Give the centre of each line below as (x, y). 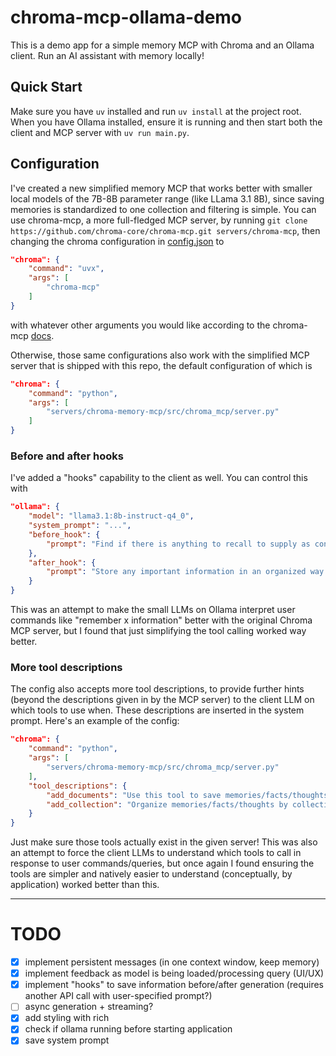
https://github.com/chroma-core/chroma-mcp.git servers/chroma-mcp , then (165, 230)
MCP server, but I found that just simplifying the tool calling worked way (158, 631)
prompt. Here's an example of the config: (95, 721)
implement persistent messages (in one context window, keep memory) (172, 962)
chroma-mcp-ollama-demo (126, 17)
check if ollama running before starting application (128, 1029)
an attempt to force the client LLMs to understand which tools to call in (156, 853)
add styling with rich (67, 1018)
